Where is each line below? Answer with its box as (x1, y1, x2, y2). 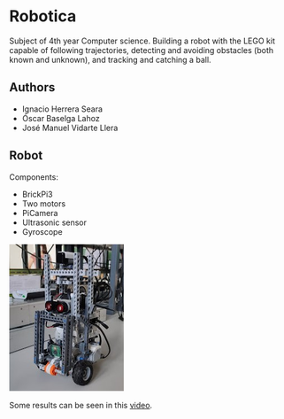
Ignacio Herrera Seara (21, 104, 104, 114)
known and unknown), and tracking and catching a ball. (9, 54, 211, 65)
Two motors (21, 198, 66, 209)
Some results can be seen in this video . (9, 400, 153, 410)
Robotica (9, 6, 77, 27)
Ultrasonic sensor (21, 217, 87, 228)
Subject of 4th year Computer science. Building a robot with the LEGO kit (9, 35, 276, 46)
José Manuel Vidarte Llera (21, 122, 119, 133)
